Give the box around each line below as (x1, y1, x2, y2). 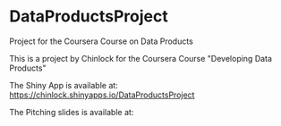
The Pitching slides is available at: (9, 106, 134, 117)
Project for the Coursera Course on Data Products (9, 36, 194, 46)
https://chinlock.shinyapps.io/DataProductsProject (9, 89, 195, 100)
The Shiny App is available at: (9, 80, 118, 90)
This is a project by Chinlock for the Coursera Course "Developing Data (9, 53, 273, 63)
